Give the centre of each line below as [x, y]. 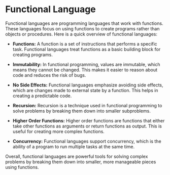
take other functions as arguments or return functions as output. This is [87, 126]
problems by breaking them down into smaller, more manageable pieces [81, 162]
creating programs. [33, 55]
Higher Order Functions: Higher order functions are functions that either [89, 120]
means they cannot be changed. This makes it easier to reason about [85, 70]
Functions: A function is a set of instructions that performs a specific [85, 43]
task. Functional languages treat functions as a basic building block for [87, 49]
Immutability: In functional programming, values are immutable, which [87, 64]
